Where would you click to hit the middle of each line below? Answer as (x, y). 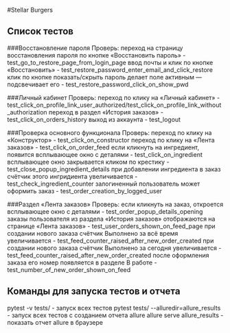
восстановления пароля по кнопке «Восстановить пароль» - (96, 55)
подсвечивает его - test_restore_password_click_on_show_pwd (98, 84)
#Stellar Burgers (30, 10)
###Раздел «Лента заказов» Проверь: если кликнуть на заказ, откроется (115, 204)
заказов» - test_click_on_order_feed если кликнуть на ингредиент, (103, 147)
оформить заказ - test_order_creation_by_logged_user (85, 190)
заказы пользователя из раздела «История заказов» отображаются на (111, 219)
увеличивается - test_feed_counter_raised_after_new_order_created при (111, 241)
